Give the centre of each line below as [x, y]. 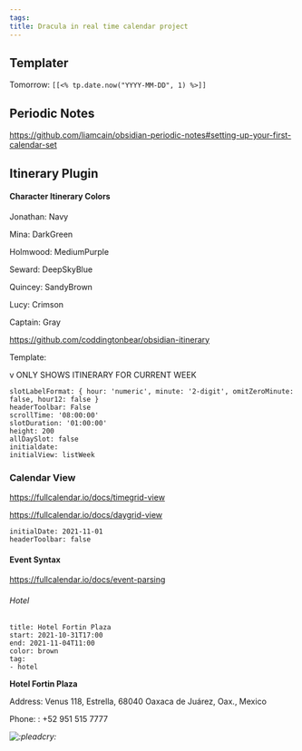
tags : [19, 18]
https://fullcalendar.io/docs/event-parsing [88, 580]
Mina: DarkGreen [41, 234]
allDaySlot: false [44, 439]
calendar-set [33, 145]
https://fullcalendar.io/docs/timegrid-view [88, 497]
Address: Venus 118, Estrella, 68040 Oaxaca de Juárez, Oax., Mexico [138, 702]
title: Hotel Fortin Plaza [60, 628]
